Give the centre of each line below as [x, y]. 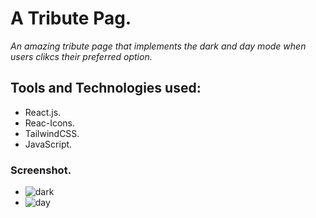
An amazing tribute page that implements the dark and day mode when [158, 46]
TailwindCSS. [52, 133]
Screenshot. [41, 170]
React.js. [43, 112]
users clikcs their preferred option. [81, 56]
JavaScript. [48, 144]
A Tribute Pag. [71, 18]
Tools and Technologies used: [106, 88]
